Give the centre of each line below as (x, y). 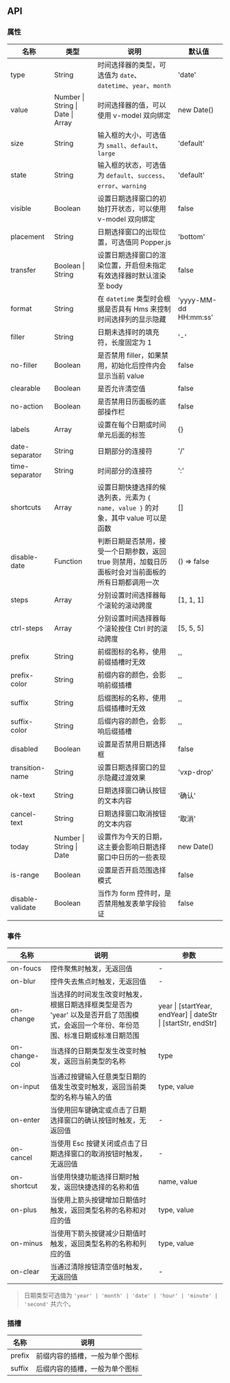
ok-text (23, 795)
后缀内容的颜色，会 (128, 721)
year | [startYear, (186, 1005)
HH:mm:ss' (195, 317)
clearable (26, 388)
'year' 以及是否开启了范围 (91, 1015)
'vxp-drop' (195, 772)
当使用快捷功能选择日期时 (91, 1177)
